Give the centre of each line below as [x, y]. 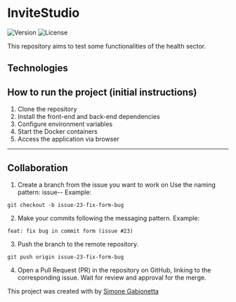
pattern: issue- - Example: [54, 192]
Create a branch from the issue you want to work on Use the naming [116, 184]
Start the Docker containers [58, 132]
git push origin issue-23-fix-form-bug [66, 257]
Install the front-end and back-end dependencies [88, 117]
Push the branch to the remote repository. [78, 244]
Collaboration [38, 168]
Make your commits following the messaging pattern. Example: [109, 218]
